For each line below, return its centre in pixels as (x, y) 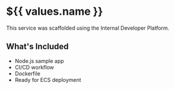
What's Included (37, 47)
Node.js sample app (39, 61)
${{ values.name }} (54, 12)
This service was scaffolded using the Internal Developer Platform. (88, 28)
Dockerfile (27, 74)
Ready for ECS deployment (48, 80)
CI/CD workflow (35, 67)
